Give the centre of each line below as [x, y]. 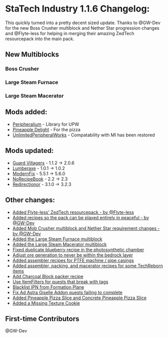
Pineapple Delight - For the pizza [46, 129]
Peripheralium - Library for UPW [46, 124]
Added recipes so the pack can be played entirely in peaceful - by [81, 217]
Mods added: [26, 112]
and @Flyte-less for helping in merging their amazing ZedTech [70, 33]
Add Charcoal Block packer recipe [48, 276]
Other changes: [30, 200]
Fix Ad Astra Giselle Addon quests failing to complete [67, 292]
